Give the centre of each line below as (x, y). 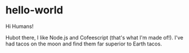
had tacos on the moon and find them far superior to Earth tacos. (84, 44)
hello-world (35, 10)
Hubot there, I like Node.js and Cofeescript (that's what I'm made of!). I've (94, 37)
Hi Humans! (20, 26)
